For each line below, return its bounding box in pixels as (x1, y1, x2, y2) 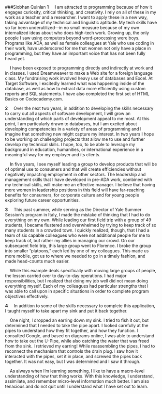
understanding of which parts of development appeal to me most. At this (5, 116, 150, 121)
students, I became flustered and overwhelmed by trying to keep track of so (5, 222, 157, 228)
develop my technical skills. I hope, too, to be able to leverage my (5, 142, 135, 147)
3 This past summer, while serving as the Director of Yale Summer (5, 207, 142, 213)
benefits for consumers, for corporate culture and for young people (5, 192, 139, 198)
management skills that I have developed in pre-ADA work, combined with (5, 177, 152, 182)
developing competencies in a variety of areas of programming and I (5, 126, 142, 131)
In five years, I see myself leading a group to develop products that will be (9, 161, 157, 167)
